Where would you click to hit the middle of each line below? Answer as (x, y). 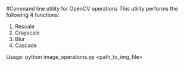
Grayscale (27, 33)
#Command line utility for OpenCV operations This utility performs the (92, 9)
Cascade (26, 45)
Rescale (24, 26)
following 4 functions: (33, 15)
